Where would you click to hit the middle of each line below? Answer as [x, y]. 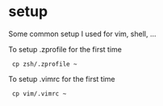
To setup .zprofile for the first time [65, 49]
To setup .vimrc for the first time [62, 79]
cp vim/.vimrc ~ [39, 94]
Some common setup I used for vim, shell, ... [82, 34]
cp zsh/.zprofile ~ [45, 64]
